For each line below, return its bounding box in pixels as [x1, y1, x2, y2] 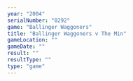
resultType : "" [7, 56, 52, 63]
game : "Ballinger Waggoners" [7, 23, 92, 30]
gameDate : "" [7, 43, 45, 50]
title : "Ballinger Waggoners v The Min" [7, 30, 127, 37]
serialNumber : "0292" [7, 17, 71, 24]
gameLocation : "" [7, 37, 58, 44]
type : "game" [7, 63, 45, 70]
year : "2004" [7, 10, 45, 18]
